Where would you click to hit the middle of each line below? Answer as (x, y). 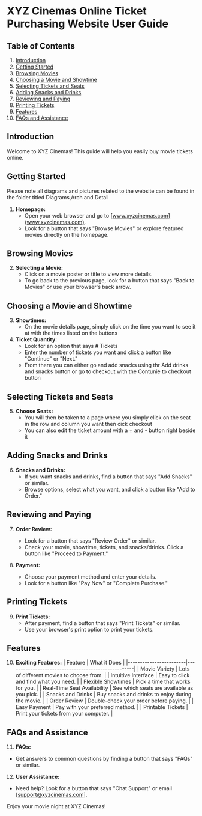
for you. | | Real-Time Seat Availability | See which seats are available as (104, 688)
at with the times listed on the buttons (71, 333)
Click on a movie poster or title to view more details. (88, 274)
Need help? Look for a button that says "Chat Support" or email (94, 788)
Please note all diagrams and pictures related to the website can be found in (101, 191)
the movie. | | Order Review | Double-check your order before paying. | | (105, 701)
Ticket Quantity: (36, 339)
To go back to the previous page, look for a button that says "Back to (109, 281)
